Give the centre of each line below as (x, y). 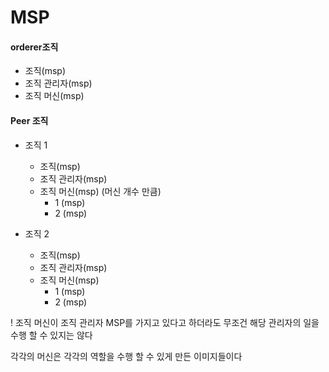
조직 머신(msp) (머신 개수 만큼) (100, 191)
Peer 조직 (29, 120)
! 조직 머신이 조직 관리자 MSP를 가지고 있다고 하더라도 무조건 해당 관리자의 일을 (165, 322)
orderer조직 (34, 47)
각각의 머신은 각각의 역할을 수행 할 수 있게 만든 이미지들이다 (126, 356)
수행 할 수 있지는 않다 (51, 335)
